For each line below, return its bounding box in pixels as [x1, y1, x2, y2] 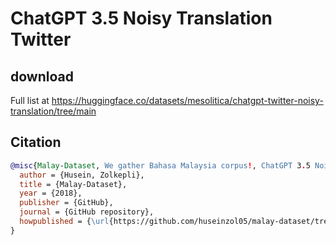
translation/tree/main [10, 105, 97, 117]
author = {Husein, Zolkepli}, [19, 170, 145, 180]
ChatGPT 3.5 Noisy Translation [10, 7, 273, 30]
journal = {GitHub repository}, [19, 207, 155, 217]
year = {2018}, [19, 188, 83, 199]
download [10, 68, 74, 85]
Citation [10, 134, 62, 151]
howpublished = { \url [19, 217, 110, 227]
